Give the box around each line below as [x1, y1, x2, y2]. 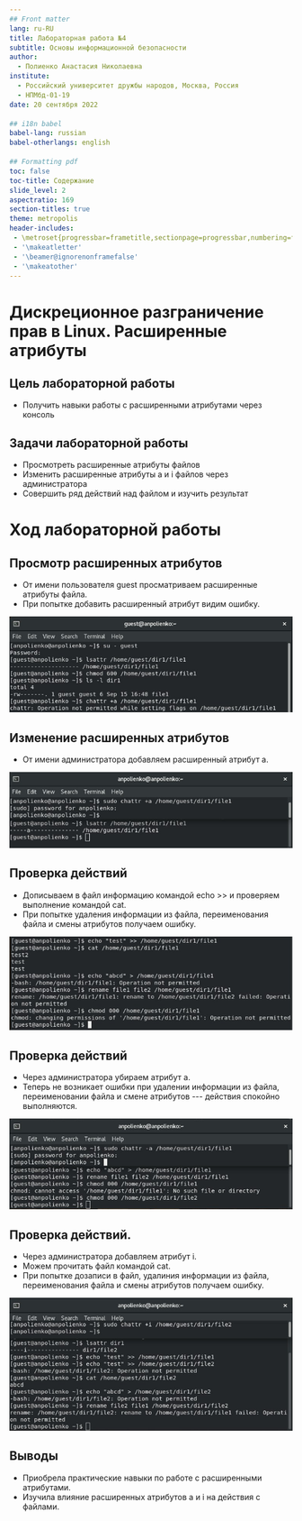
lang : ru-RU [9, 23, 54, 33]
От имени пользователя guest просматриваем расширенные [22, 580, 258, 591]
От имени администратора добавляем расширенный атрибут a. [22, 754, 269, 765]
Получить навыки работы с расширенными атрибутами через [22, 399, 262, 410]
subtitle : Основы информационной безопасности [9, 43, 187, 52]
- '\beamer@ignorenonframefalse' [13, 252, 139, 261]
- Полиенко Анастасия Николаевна [17, 62, 143, 71]
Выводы [9, 1448, 58, 1464]
